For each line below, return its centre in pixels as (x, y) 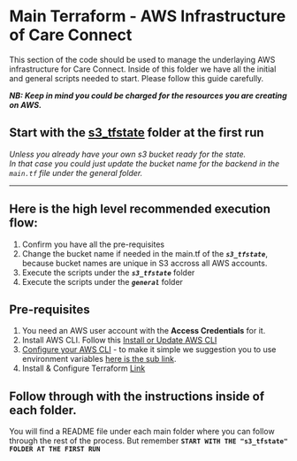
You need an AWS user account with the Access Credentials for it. (144, 331)
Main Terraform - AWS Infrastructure (148, 16)
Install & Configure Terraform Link (84, 368)
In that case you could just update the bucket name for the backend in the (145, 163)
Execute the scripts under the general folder (103, 281)
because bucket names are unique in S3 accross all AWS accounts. (145, 263)
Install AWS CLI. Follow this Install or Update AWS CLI (119, 340)
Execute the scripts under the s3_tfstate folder (108, 273)
